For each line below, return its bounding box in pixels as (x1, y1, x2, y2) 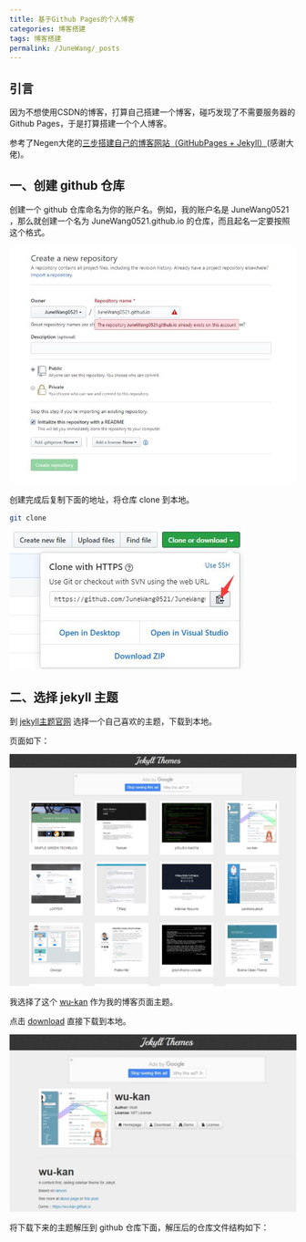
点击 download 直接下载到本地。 (9, 1015, 131, 1026)
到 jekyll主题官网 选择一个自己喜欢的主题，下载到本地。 (9, 716, 217, 727)
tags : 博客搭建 (9, 34, 62, 43)
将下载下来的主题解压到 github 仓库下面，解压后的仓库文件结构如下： (9, 1222, 270, 1233)
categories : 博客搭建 (9, 24, 87, 34)
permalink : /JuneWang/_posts (9, 44, 120, 53)
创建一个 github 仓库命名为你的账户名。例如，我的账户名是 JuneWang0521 (9, 203, 290, 214)
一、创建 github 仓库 (9, 178, 126, 193)
